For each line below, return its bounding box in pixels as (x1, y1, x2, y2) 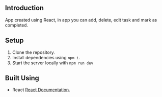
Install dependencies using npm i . (12, 54, 80, 60)
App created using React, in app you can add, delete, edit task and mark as (5, 17, 157, 23)
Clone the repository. (12, 49, 55, 55)
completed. (5, 22, 28, 28)
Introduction (5, 4, 44, 12)
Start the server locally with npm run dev (12, 60, 94, 66)
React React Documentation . (12, 87, 70, 93)
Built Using (5, 74, 39, 82)
